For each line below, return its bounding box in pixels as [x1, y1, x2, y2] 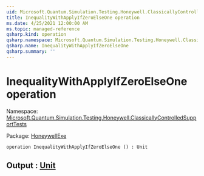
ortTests [6, 120, 27, 127]
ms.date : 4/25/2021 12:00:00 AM [6, 20, 88, 26]
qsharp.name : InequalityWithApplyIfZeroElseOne [6, 43, 129, 49]
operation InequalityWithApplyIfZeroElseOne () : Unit [6, 144, 148, 150]
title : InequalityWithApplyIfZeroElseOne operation [6, 15, 140, 21]
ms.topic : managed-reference [6, 25, 80, 32]
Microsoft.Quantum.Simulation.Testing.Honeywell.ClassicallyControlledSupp [6, 113, 197, 121]
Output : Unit [6, 160, 56, 171]
